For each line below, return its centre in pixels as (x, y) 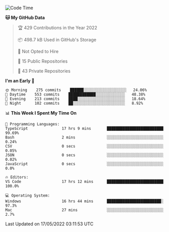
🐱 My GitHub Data (25, 17)
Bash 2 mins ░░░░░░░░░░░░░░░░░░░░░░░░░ (84, 137)
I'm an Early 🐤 (20, 81)
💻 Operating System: (28, 196)
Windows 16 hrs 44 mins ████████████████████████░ (84, 201)
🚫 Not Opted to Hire (38, 51)
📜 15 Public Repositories (43, 61)
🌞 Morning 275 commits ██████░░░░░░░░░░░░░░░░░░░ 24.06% (76, 90)
